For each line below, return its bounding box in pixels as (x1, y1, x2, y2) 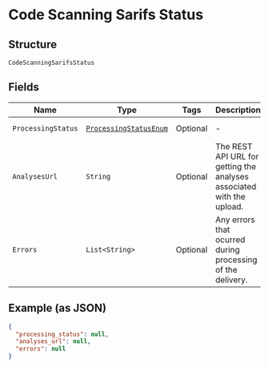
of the (215, 264, 238, 275)
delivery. (215, 274, 248, 285)
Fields (8, 80, 40, 94)
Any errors (215, 214, 255, 225)
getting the (215, 160, 256, 172)
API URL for (215, 151, 259, 162)
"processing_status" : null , (15, 330, 110, 338)
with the (215, 191, 246, 202)
